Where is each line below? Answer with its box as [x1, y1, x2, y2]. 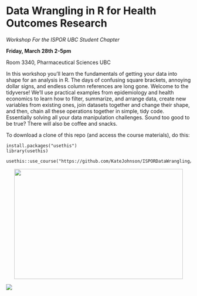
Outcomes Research [6, 16, 107, 30]
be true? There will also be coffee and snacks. [6, 120, 118, 127]
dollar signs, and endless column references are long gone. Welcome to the [6, 82, 189, 89]
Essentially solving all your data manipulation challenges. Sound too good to [6, 113, 190, 121]
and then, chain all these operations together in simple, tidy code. [6, 107, 165, 115]
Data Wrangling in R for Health [6, 4, 157, 18]
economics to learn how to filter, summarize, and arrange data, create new [6, 95, 186, 102]
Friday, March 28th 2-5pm [6, 47, 72, 54]
